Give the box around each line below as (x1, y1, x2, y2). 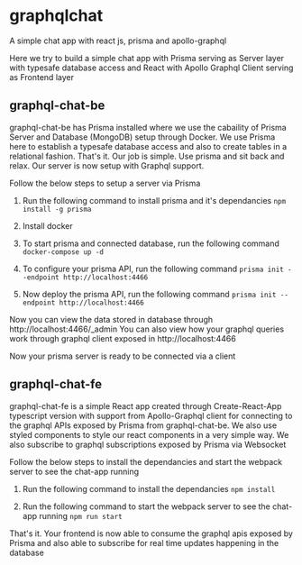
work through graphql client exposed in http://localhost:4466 (9, 333, 236, 343)
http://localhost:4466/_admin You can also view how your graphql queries (9, 324, 285, 334)
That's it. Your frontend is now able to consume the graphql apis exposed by (9, 528, 293, 539)
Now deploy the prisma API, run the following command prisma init (22, 288, 277, 299)
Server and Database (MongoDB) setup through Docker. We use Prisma (9, 132, 276, 142)
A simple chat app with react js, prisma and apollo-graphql (9, 35, 227, 46)
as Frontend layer (9, 71, 75, 82)
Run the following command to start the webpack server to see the (22, 501, 270, 512)
